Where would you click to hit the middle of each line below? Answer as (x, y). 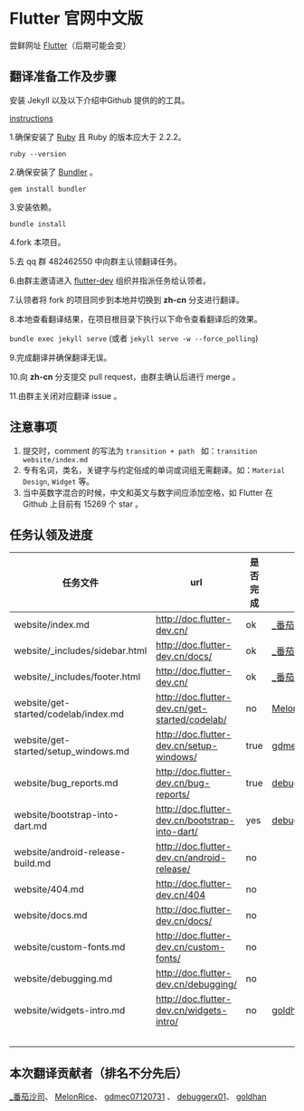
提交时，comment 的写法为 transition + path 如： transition (140, 451)
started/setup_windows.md (71, 752)
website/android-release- (70, 852)
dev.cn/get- (181, 708)
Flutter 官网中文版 (76, 19)
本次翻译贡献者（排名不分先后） (99, 1073)
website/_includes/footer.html (77, 677)
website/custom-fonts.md (70, 947)
